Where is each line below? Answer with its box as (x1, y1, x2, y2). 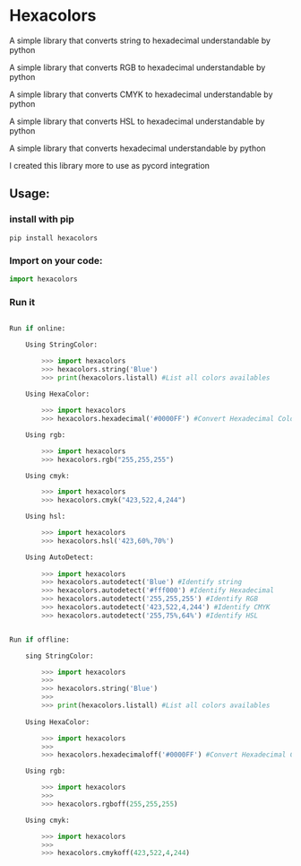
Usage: (9, 186, 51, 202)
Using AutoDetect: (25, 553, 94, 562)
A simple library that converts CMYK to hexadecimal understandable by (9, 89, 273, 100)
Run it (9, 295, 36, 308)
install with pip (9, 213, 74, 225)
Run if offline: (9, 634, 70, 644)
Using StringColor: (25, 340, 99, 349)
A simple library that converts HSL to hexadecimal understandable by (9, 116, 265, 127)
